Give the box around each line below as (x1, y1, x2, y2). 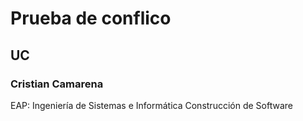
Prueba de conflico (10, 7, 172, 30)
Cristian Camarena (10, 77, 104, 91)
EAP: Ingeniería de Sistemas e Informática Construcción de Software (10, 99, 293, 111)
